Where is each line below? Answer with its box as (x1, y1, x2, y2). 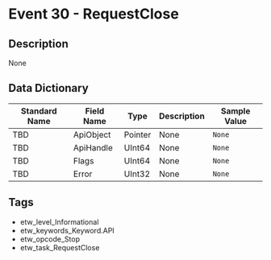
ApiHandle (73, 142, 113, 153)
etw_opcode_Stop (19, 234, 81, 244)
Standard (20, 105, 57, 117)
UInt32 (123, 168, 151, 180)
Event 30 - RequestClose (8, 5, 179, 23)
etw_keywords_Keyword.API (19, 225, 115, 235)
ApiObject (73, 129, 111, 140)
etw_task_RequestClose (19, 242, 100, 252)
